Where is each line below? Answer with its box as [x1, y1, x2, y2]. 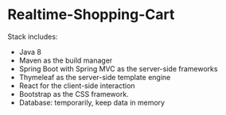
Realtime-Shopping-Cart [7, 6, 175, 24]
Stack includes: [7, 32, 58, 41]
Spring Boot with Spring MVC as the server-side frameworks [18, 63, 218, 73]
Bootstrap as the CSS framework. [18, 89, 129, 98]
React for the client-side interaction [18, 81, 136, 90]
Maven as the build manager [18, 56, 113, 65]
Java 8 [18, 47, 41, 56]
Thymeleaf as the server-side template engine [18, 72, 171, 82]
